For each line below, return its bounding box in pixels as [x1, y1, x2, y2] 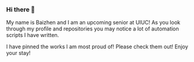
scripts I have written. [6, 32, 60, 39]
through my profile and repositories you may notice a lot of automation [6, 25, 180, 32]
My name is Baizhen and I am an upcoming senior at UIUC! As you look [6, 19, 180, 26]
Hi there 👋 [6, 5, 36, 14]
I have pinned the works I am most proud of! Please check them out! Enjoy [6, 43, 189, 50]
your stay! [6, 49, 31, 57]
